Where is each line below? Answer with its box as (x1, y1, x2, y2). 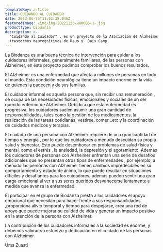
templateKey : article (5, 7, 49, 12)
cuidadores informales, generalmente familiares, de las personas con (5, 57, 143, 63)
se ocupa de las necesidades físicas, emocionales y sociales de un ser (5, 96, 147, 102)
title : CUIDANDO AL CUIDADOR (5, 12, 64, 16)
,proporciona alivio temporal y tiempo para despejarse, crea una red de (5, 203, 147, 208)
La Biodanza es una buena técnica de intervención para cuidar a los (5, 52, 141, 58)
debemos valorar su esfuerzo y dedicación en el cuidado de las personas (5, 227, 152, 233)
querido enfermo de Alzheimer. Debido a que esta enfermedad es (5, 101, 136, 107)
